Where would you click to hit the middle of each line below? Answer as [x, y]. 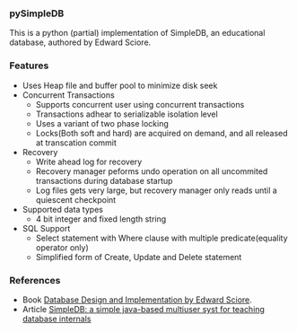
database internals [57, 319]
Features [29, 66]
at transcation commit [76, 143]
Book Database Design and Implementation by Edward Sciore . [137, 300]
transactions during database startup [104, 180]
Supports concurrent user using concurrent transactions [140, 104]
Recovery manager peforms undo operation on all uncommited [152, 171]
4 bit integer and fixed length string [101, 219]
